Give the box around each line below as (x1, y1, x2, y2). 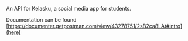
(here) (6, 29, 21, 36)
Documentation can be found (6, 16, 77, 23)
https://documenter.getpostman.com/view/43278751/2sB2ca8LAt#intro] (8, 23, 183, 29)
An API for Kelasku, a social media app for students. (6, 5, 131, 12)
